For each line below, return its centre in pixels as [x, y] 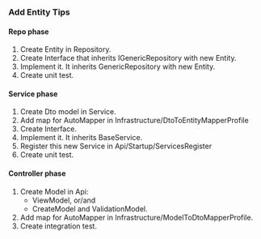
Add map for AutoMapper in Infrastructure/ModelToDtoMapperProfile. [137, 217]
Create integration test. [58, 226]
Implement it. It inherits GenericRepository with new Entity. [118, 66]
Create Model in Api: [54, 191]
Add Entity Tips [39, 12]
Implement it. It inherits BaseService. [81, 138]
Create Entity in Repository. [65, 49]
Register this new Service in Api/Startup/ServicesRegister [116, 146]
